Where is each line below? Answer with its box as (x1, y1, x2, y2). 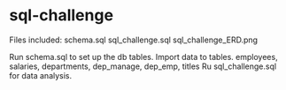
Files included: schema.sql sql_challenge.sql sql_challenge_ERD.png (9, 34, 259, 45)
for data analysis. (9, 70, 73, 80)
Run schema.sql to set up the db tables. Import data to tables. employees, (9, 51, 278, 62)
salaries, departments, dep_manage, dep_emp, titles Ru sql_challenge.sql (9, 61, 277, 71)
